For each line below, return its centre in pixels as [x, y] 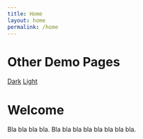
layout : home [27, 20]
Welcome [36, 110]
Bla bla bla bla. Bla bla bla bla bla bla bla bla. [72, 129]
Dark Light [22, 81]
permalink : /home [33, 27]
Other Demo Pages [64, 62]
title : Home [25, 14]
